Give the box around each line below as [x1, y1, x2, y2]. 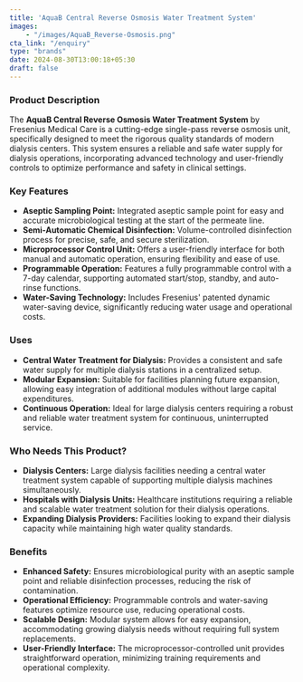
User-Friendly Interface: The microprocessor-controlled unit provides [22, 643, 285, 654]
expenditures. [22, 393, 74, 404]
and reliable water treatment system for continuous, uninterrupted [22, 412, 269, 423]
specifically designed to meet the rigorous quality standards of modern [9, 133, 274, 145]
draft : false [9, 64, 59, 73]
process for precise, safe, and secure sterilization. [22, 235, 210, 245]
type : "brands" [9, 47, 67, 56]
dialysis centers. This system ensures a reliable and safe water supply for [9, 143, 283, 154]
